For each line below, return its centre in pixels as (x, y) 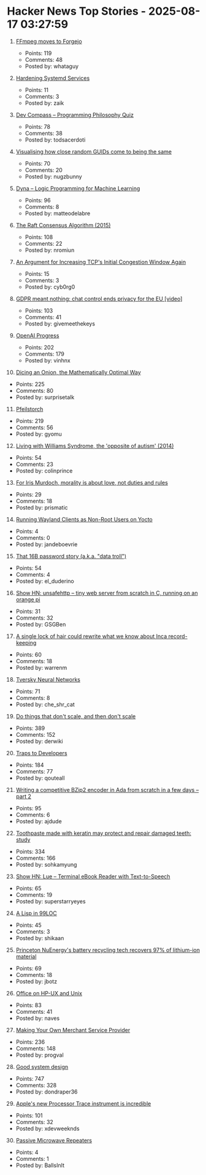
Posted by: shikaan (40, 938)
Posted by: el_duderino (45, 581)
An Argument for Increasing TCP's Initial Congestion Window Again (101, 262)
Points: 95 (29, 808)
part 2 (23, 796)
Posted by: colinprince (44, 471)
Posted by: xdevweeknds (48, 1128)
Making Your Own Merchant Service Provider (73, 1030)
